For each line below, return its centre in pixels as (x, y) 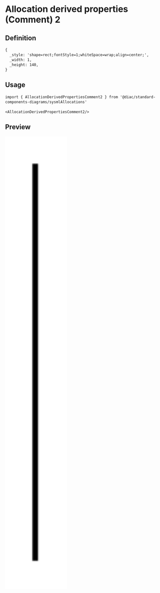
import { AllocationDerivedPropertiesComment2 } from (62, 97)
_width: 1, (21, 60)
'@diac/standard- (138, 97)
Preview (18, 127)
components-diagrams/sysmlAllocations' (46, 102)
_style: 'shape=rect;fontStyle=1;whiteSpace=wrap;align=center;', (79, 55)
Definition (20, 38)
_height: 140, (24, 65)
